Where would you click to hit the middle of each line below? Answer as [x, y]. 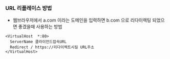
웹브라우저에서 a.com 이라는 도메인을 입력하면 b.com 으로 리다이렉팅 [82, 20]
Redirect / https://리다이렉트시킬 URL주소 [52, 47]
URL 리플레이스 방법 [29, 8]
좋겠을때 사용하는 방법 [40, 27]
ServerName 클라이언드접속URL [38, 42]
